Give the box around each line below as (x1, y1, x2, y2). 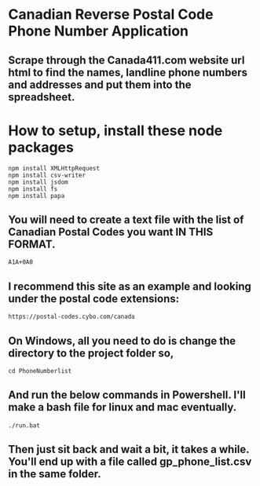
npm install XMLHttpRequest (8, 164, 101, 172)
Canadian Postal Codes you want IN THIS (8, 225, 214, 239)
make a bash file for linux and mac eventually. (8, 400, 237, 414)
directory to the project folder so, (8, 346, 174, 360)
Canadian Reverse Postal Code (8, 5, 214, 24)
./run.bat (8, 422, 41, 429)
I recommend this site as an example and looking (8, 280, 251, 293)
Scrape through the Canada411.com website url (8, 53, 245, 67)
